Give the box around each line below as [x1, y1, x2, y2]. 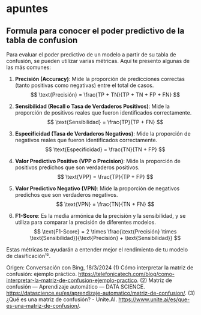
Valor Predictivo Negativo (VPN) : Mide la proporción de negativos [14, 185, 180, 192]
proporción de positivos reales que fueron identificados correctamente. [14, 109, 192, 116]
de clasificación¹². [6, 253, 51, 259]
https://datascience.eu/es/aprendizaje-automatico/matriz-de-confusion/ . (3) [6, 290, 196, 296]
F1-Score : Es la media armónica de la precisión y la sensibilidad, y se [14, 212, 186, 219]
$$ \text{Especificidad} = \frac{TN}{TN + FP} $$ [44, 146, 166, 153]
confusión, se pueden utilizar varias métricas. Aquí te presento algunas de [6, 58, 190, 64]
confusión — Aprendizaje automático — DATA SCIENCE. [6, 283, 145, 290]
